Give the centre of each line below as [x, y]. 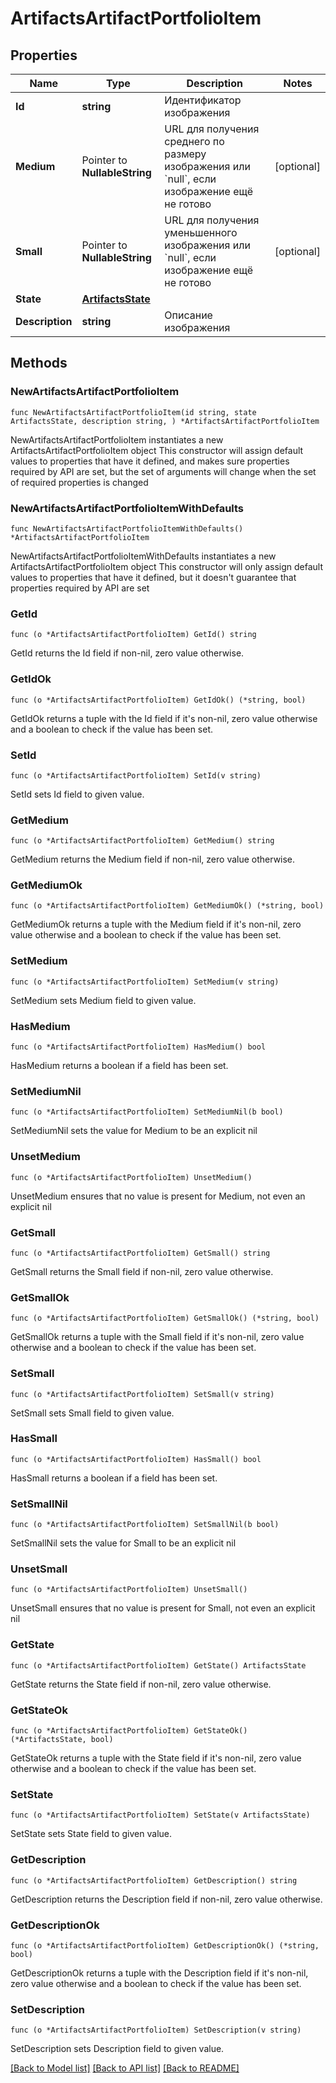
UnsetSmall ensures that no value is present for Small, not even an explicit [163, 1608]
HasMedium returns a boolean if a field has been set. [119, 1066]
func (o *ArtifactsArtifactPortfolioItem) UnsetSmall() [129, 1590]
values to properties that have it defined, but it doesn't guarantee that [153, 577]
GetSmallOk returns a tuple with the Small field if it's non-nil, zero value [157, 1337]
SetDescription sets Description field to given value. [117, 2049]
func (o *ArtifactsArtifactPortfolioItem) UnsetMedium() [131, 1177]
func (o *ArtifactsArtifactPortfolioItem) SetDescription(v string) [156, 2030]
